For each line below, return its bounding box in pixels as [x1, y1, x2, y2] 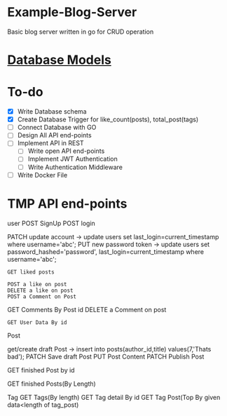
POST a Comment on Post [7, 293, 77, 300]
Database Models [7, 52, 112, 68]
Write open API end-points [27, 147, 105, 155]
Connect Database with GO [17, 123, 97, 132]
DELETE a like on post [7, 287, 74, 294]
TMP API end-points [7, 196, 128, 211]
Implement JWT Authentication [27, 155, 118, 163]
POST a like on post [7, 281, 68, 288]
